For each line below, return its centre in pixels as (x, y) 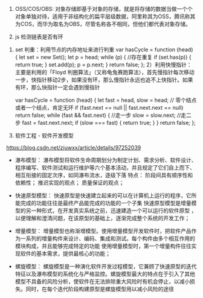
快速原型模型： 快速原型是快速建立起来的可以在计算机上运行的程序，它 (103, 195)
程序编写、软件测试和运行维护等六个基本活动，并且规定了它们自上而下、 (105, 167)
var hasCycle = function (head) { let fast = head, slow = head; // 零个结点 (106, 100)
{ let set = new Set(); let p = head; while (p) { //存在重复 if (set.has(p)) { (103, 57)
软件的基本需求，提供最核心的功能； (65, 253)
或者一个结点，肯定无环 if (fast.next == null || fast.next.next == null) (99, 108)
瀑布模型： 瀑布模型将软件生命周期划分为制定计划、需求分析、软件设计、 (106, 160)
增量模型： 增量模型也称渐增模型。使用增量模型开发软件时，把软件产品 (103, 231)
